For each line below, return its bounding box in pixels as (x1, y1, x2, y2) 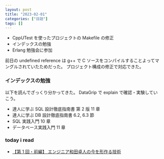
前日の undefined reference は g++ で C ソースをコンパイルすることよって (5, 57, 155, 64)
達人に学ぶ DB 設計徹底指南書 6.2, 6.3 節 (12, 112, 95, 118)
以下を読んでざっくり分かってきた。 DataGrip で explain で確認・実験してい (5, 89, 158, 95)
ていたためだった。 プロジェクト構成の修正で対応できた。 (26, 64, 144, 70)
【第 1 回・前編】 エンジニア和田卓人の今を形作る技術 (12, 148, 121, 155)
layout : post (5, 7, 32, 12)
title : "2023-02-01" (5, 12, 48, 17)
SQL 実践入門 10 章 (12, 118, 51, 124)
